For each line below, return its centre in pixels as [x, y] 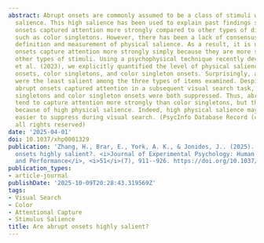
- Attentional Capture [45, 212]
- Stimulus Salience [42, 219]
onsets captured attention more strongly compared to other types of [131, 30]
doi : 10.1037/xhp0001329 [49, 139]
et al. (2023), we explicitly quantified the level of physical [123, 67]
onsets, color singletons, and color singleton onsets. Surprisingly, [133, 74]
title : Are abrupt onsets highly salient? [79, 227]
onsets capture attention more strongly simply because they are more [133, 52]
